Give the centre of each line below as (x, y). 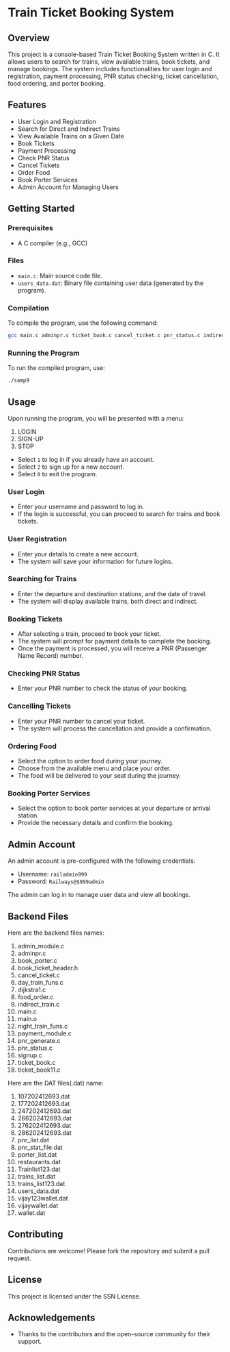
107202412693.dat (44, 1096)
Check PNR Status (44, 158)
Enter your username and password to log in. (81, 507)
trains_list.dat (37, 1176)
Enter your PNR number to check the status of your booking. (103, 688)
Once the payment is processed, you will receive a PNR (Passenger (112, 648)
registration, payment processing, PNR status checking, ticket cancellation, (113, 76)
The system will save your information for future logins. (95, 561)
